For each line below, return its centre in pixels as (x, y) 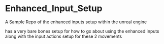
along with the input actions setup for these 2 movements (64, 36)
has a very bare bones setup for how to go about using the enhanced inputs (82, 31)
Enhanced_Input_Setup (54, 8)
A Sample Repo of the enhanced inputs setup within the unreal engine (76, 22)
